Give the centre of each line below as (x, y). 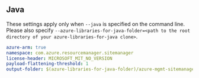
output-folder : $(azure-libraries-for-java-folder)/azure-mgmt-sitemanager (102, 69)
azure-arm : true (26, 47)
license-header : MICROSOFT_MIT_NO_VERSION (59, 58)
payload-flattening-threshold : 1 (47, 64)
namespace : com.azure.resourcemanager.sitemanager (70, 53)
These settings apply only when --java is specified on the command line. (96, 24)
